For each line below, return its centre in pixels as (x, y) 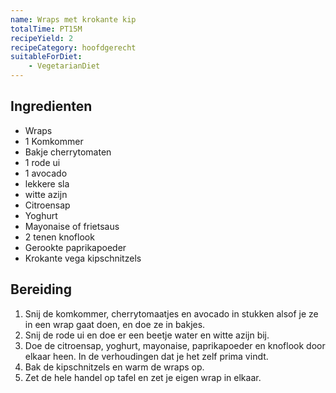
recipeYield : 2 (42, 38)
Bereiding (41, 289)
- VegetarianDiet (64, 66)
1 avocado (46, 173)
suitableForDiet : (46, 57)
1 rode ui (42, 162)
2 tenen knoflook (59, 237)
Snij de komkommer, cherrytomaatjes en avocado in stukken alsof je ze (171, 313)
